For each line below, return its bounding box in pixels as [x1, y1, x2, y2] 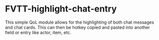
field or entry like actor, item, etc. [5, 29, 72, 35]
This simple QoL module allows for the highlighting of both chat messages [5, 19, 155, 25]
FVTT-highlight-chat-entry [5, 3, 117, 14]
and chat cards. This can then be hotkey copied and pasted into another [5, 24, 150, 30]
